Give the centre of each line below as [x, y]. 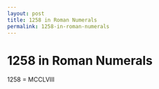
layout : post [26, 13]
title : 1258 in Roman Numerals [52, 20]
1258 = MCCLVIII [31, 79]
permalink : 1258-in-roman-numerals [58, 26]
